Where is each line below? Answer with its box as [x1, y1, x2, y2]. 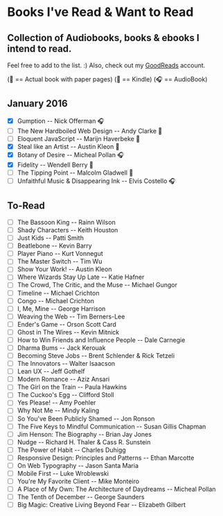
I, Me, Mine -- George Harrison [17, 304, 106, 313]
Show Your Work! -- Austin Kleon [17, 265, 112, 273]
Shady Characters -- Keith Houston [17, 226, 118, 234]
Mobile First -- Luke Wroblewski [17, 469, 109, 477]
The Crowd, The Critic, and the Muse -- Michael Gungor [17, 281, 178, 289]
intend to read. [7, 42, 72, 54]
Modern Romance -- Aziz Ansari [17, 375, 110, 383]
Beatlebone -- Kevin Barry [17, 241, 92, 250]
